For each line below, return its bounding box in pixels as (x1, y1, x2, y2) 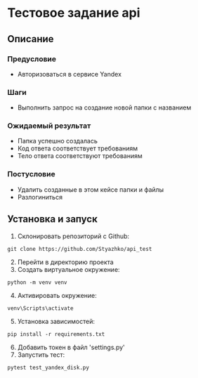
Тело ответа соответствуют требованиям (17, 152, 143, 160)
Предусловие (7, 54, 57, 64)
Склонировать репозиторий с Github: (17, 232, 130, 240)
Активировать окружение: (17, 291, 97, 299)
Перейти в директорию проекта (17, 258, 114, 266)
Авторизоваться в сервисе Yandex (17, 70, 121, 78)
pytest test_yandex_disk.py (7, 364, 90, 371)
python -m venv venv (7, 279, 68, 286)
